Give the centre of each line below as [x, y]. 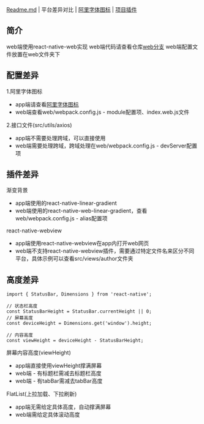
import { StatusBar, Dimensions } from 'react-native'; [79, 294]
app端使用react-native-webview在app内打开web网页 [82, 244]
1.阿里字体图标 [25, 91]
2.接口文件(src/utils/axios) [39, 125]
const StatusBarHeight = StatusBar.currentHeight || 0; [79, 311]
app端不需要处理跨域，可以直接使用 [60, 138]
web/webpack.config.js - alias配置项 [61, 218]
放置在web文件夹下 [36, 54]
